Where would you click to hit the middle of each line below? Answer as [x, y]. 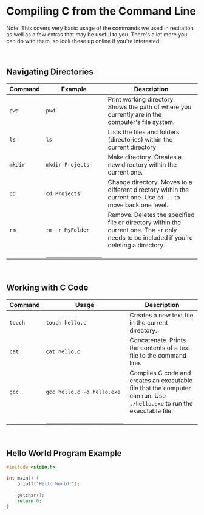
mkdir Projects [68, 164]
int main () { [23, 479]
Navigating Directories [50, 72]
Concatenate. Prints [158, 340]
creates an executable [161, 380]
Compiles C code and [160, 373]
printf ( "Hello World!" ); [49, 484]
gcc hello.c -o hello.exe [83, 392]
